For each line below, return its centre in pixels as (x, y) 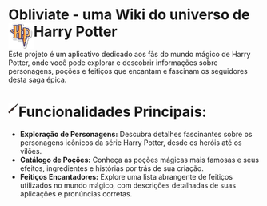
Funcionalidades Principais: (113, 112)
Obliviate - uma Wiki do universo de (129, 15)
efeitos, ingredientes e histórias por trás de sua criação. (112, 168)
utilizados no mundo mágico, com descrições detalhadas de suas (128, 185)
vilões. (31, 151)
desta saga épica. (38, 79)
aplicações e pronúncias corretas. (76, 193)
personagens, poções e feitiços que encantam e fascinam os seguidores (128, 71)
